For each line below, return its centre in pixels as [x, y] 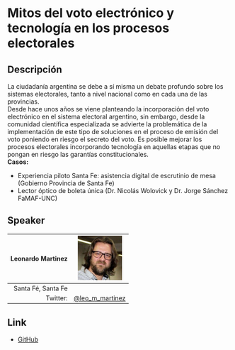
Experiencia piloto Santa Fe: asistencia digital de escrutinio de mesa [116, 176]
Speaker [26, 220]
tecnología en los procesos [88, 28]
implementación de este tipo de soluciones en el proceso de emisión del [113, 132]
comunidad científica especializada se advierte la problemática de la [107, 124]
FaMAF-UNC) [38, 198]
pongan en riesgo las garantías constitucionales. [78, 154]
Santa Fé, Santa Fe [41, 288]
